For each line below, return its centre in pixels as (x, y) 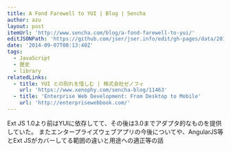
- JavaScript (32, 58)
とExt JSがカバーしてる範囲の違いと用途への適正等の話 (85, 140)
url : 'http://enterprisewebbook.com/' (75, 103)
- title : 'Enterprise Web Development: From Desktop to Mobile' (107, 97)
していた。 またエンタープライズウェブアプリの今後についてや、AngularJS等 (115, 132)
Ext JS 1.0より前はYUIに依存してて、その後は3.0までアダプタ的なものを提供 (114, 123)
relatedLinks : (27, 77)
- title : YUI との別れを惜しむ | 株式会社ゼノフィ (79, 84)
